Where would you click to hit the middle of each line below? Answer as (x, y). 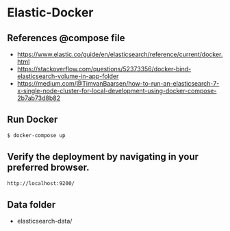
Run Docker (33, 120)
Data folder (31, 205)
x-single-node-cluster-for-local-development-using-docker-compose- (117, 91)
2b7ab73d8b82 (38, 98)
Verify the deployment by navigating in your (103, 157)
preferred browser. (48, 168)
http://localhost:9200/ (41, 183)
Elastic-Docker (50, 13)
